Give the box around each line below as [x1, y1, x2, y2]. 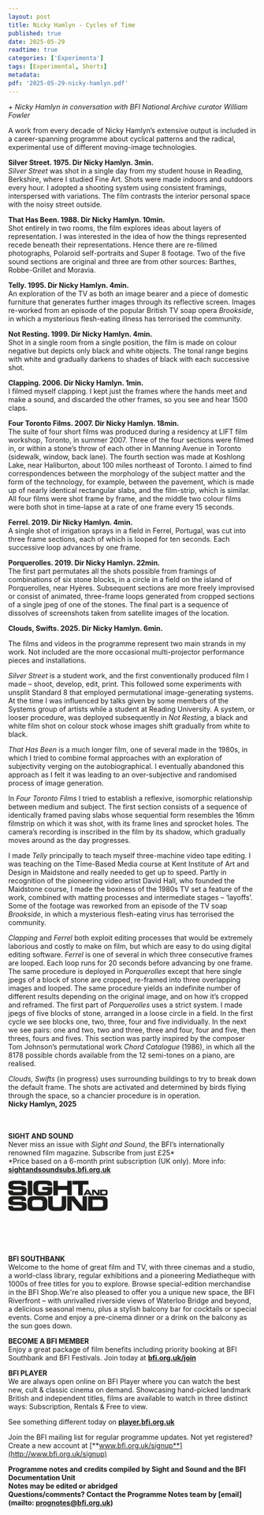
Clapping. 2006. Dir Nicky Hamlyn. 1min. [8, 378, 144, 387]
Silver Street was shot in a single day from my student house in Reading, [8, 166, 244, 175]
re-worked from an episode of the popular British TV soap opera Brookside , [8, 305, 254, 315]
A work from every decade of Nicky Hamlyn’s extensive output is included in [8, 125, 256, 135]
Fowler [8, 110, 31, 120]
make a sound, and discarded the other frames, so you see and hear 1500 [8, 394, 248, 404]
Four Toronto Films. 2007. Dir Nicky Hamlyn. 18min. [8, 418, 180, 427]
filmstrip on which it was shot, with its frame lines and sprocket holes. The [8, 819, 249, 828]
